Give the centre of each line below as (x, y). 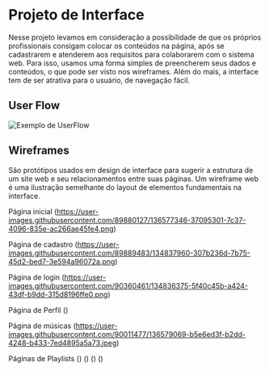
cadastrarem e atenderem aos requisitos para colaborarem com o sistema (131, 54)
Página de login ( (36, 277)
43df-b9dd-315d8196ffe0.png (58, 294)
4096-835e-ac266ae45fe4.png (61, 229)
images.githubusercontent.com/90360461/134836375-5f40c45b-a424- (128, 285)
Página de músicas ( (42, 326)
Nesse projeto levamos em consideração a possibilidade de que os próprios (135, 37)
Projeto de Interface (76, 15)
